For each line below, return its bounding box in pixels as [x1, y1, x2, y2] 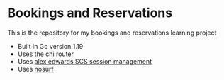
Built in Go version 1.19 [17, 42, 84, 50]
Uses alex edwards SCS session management [17, 57, 152, 65]
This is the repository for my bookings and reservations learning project [7, 28, 217, 37]
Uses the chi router [17, 50, 74, 58]
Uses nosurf [17, 64, 55, 73]
